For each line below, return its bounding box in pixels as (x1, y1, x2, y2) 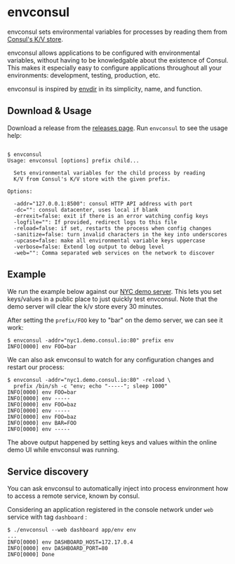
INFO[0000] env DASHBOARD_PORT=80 (7, 545, 109, 552)
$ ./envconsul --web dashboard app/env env (7, 527, 137, 534)
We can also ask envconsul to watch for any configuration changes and (7, 355, 214, 364)
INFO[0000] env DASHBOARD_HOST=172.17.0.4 (7, 539, 133, 546)
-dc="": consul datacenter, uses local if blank (13, 206, 159, 213)
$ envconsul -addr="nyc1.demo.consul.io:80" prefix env (7, 337, 174, 344)
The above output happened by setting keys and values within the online (7, 437, 217, 447)
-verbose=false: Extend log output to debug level (13, 243, 165, 250)
